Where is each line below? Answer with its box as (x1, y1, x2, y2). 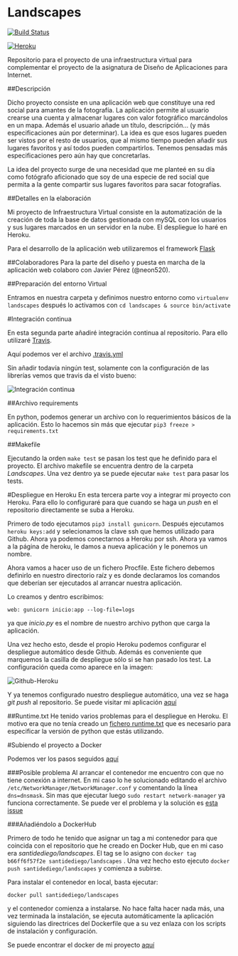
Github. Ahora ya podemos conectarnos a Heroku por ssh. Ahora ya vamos (7, 534, 227, 543)
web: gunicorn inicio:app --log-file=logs (7, 606, 135, 613)
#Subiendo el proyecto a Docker (7, 740, 102, 749)
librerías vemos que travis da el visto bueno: (7, 371, 137, 380)
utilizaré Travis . (7, 336, 52, 344)
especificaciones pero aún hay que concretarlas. (7, 151, 151, 160)
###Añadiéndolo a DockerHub (7, 820, 97, 828)
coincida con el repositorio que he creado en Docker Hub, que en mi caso (7, 841, 224, 850)
